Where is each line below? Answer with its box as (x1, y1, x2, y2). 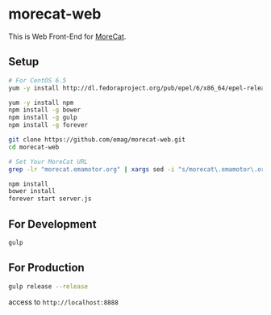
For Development (8, 217, 97, 231)
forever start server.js (8, 195, 92, 203)
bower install (8, 187, 56, 195)
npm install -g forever (8, 121, 89, 129)
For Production (8, 261, 85, 275)
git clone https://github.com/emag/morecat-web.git (8, 136, 186, 144)
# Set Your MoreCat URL (8, 157, 89, 166)
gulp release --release (8, 282, 89, 291)
